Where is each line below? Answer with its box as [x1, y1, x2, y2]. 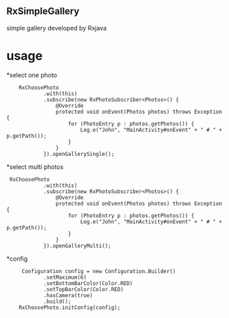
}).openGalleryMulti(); [43, 242, 111, 249]
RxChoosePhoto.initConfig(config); [19, 304, 121, 311]
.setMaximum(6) [43, 274, 87, 281]
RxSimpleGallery [6, 6, 80, 17]
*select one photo [6, 70, 58, 79]
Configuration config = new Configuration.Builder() [21, 268, 176, 275]
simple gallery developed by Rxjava [6, 23, 107, 32]
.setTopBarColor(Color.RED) [43, 286, 124, 292]
